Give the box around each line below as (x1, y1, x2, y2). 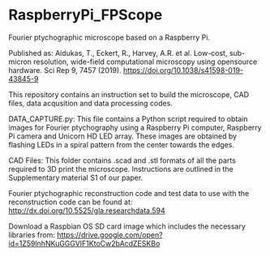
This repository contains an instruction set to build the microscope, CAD (8, 89, 250, 99)
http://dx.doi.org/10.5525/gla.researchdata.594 (8, 205, 166, 215)
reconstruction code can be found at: (8, 197, 133, 207)
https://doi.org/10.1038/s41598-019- (122, 65, 244, 75)
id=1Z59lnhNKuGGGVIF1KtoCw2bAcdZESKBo (8, 238, 161, 248)
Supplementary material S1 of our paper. (8, 173, 144, 182)
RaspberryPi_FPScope (8, 6, 163, 24)
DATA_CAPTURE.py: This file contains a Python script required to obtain (8, 113, 248, 123)
